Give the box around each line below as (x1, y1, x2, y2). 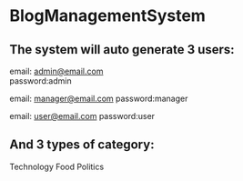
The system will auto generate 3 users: (9, 42, 235, 57)
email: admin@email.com (9, 65, 104, 76)
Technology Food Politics (9, 161, 105, 172)
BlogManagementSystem (9, 5, 207, 26)
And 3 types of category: (9, 137, 155, 153)
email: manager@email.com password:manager (9, 93, 188, 104)
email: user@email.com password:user (9, 111, 156, 121)
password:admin (9, 75, 72, 86)
